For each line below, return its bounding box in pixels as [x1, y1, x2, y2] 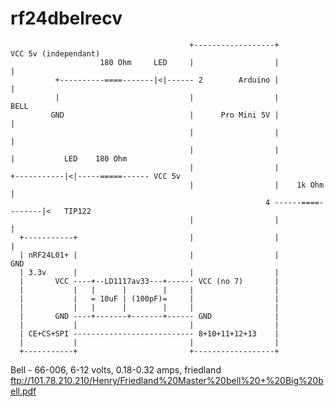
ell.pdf [10, 385, 37, 397]
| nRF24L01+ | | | [19, 250, 280, 260]
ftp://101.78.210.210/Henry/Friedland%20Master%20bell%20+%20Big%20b [10, 374, 324, 386]
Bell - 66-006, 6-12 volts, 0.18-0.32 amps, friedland [10, 363, 222, 376]
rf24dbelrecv [10, 7, 123, 30]
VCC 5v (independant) [10, 48, 101, 59]
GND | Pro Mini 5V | [50, 110, 280, 120]
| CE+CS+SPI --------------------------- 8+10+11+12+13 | [19, 328, 280, 339]
